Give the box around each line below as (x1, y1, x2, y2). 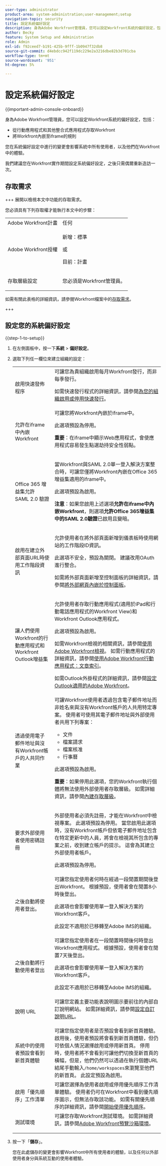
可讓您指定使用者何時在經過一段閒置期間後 (54, 876, 154, 883)
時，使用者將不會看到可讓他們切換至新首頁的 (54, 1049, 159, 1056)
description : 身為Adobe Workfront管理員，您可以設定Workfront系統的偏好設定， (5, 26, 157, 31)
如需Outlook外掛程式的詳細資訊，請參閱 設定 (54, 675, 157, 682)
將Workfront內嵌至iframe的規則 (12, 133, 77, 139)
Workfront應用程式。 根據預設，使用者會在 (54, 944, 154, 951)
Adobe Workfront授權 (7, 246, 58, 253)
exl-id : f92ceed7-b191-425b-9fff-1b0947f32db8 (5, 44, 103, 49)
